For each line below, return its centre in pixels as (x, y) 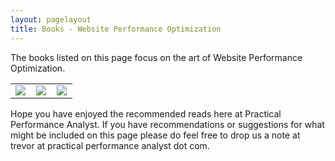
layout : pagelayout (51, 19)
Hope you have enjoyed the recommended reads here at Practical (146, 113)
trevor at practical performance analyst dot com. (110, 145)
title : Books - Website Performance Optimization (116, 29)
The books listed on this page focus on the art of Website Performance (156, 57)
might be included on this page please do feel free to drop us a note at (155, 135)
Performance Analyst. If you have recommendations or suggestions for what (167, 124)
